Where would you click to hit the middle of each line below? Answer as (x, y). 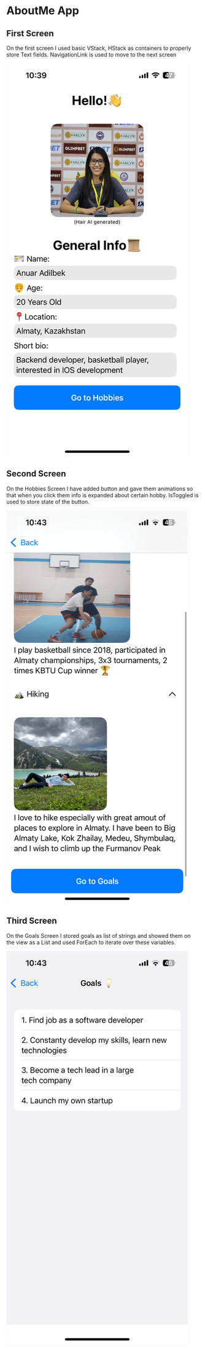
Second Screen (36, 474)
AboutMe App (43, 11)
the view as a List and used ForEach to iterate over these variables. (91, 942)
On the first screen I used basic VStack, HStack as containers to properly (99, 48)
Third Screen (32, 921)
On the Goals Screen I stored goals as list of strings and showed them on (99, 935)
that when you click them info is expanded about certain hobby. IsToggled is (102, 495)
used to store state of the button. (48, 501)
